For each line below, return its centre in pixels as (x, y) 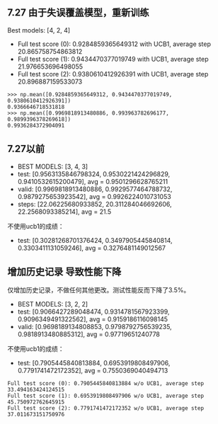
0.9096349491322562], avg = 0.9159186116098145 (93, 319)
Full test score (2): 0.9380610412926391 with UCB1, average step (113, 74)
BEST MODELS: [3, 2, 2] (53, 304)
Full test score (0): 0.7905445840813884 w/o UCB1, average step (105, 384)
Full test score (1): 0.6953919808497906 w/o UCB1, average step (105, 396)
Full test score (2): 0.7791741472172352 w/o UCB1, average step (105, 408)
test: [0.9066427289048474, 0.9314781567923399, (93, 312)
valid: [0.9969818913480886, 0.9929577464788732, (95, 189)
